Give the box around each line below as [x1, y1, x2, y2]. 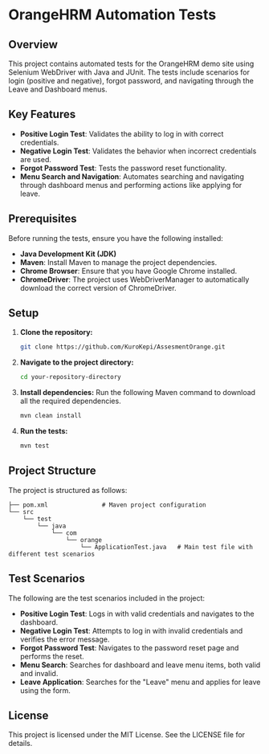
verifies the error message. [19, 634, 110, 644]
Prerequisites [8, 212, 77, 226]
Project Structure [8, 464, 96, 478]
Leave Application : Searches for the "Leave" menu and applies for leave [19, 677, 261, 687]
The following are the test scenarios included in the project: [8, 593, 206, 603]
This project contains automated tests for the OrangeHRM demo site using [8, 59, 255, 68]
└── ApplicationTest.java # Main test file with [79, 543, 253, 551]
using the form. [19, 685, 71, 695]
